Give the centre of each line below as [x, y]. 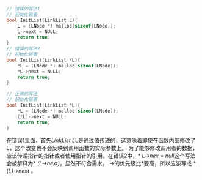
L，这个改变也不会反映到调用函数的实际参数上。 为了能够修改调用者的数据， [102, 148]
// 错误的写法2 [23, 49]
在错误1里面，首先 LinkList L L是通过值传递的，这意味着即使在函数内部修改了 [101, 140]
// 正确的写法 [22, 94]
